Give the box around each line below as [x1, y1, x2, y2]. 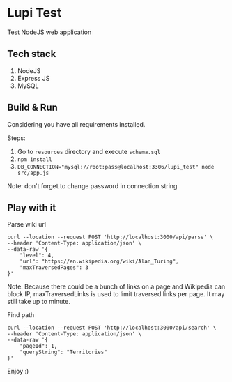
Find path [7, 311, 35, 319]
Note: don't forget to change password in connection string [7, 181, 178, 190]
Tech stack [7, 48, 56, 60]
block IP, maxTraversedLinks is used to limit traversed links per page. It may [7, 290, 225, 298]
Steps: [7, 134, 26, 142]
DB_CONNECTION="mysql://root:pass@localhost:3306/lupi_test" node [17, 163, 215, 170]
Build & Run [7, 102, 58, 114]
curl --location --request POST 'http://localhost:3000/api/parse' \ [7, 234, 214, 241]
